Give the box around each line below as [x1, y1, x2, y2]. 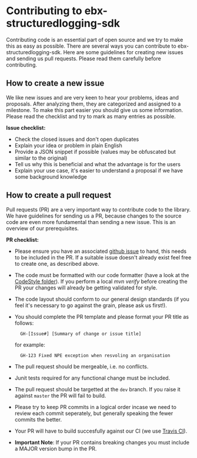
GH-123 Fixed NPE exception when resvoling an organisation [20, 352, 171, 358]
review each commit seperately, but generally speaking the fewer [14, 410, 173, 417]
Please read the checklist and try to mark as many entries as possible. [6, 113, 176, 120]
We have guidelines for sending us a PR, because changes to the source [6, 212, 182, 219]
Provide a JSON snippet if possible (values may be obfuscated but [14, 148, 176, 155]
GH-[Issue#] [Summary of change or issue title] [20, 331, 142, 337]
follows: [14, 319, 34, 327]
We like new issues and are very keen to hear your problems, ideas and [6, 94, 179, 101]
